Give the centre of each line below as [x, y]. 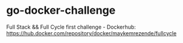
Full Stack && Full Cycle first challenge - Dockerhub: [71, 27]
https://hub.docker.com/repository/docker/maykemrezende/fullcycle [91, 33]
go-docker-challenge [61, 10]
